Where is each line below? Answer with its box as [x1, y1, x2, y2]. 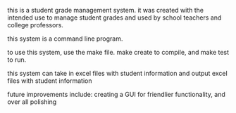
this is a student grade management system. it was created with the [7, 6, 204, 14]
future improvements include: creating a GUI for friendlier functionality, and [7, 91, 225, 98]
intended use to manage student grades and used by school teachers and [7, 13, 222, 22]
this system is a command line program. [7, 34, 123, 43]
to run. [7, 55, 27, 64]
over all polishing [7, 98, 57, 106]
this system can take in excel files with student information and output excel [7, 69, 228, 77]
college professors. [7, 21, 63, 29]
